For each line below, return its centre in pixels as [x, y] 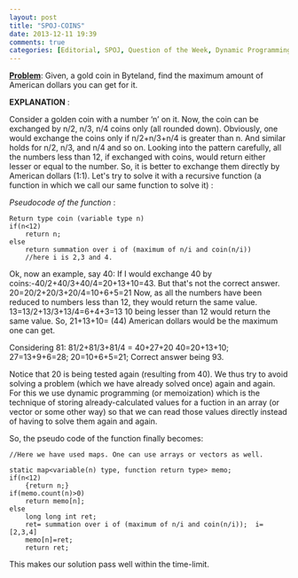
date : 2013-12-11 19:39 [53, 34]
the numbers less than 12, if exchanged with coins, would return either [137, 157]
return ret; [47, 548]
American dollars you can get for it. [74, 85]
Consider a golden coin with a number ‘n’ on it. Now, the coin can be [134, 120]
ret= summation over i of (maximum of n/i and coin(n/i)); [137, 525]
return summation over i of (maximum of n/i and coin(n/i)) [138, 250]
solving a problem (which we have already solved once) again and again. [142, 384]
